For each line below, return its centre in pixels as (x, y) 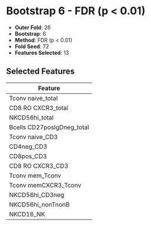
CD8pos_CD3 (28, 156)
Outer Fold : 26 (33, 27)
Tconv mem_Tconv (35, 175)
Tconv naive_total (33, 98)
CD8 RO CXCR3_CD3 (39, 166)
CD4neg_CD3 (28, 146)
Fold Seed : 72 (32, 46)
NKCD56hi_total (31, 117)
